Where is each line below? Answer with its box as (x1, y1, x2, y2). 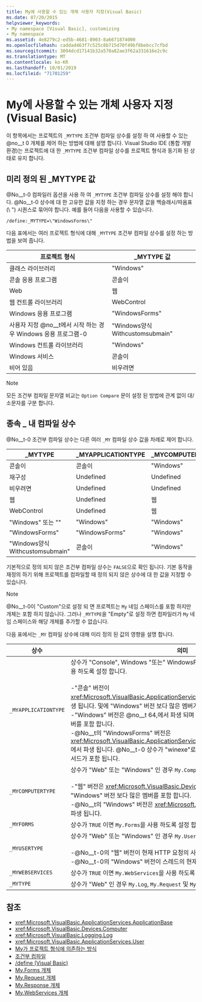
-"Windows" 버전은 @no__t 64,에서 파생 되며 (70, 711, 194, 719)
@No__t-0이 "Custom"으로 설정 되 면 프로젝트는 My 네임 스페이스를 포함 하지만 (6, 602, 191, 610)
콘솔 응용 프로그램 (9, 276, 57, 283)
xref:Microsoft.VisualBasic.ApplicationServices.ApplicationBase (14, 918, 173, 926)
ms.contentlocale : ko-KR (6, 59, 69, 65)
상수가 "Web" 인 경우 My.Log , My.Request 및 (70, 880, 189, 888)
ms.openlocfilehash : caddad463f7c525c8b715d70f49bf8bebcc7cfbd (6, 43, 168, 49)
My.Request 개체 (14, 974, 56, 981)
